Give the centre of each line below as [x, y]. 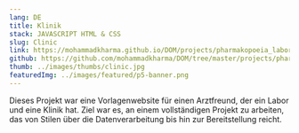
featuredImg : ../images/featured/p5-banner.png [99, 75]
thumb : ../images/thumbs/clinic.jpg [77, 67]
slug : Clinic [33, 42]
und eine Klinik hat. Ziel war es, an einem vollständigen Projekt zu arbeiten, [147, 110]
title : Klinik [36, 26]
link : [19, 51]
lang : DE [25, 17]
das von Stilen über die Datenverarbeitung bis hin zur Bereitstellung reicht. [145, 119]
